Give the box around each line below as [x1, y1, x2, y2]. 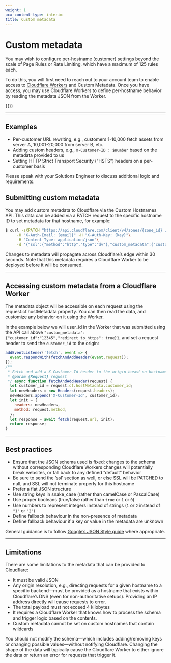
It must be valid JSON [12, 577, 59, 583]
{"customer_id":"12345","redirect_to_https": [5, 336, 103, 341]
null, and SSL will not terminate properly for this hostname [12, 480, 135, 486]
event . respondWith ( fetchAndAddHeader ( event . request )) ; [10, 355, 129, 360]
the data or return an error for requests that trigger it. [5, 652, 117, 658]
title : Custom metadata [5, 17, 56, 22]
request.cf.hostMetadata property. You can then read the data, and [5, 309, 146, 315]
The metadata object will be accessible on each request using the [5, 303, 144, 309]
